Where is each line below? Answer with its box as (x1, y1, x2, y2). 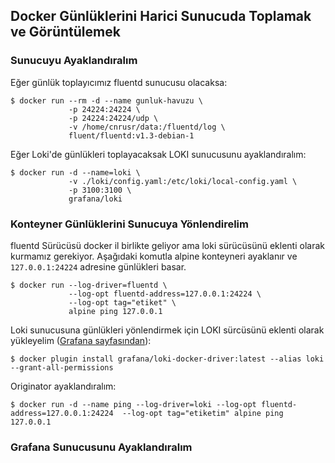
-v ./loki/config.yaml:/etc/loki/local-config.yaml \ (68, 176, 298, 186)
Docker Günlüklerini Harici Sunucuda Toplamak (10, 8, 312, 25)
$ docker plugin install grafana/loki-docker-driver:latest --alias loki (10, 354, 325, 364)
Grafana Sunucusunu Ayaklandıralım (10, 440, 193, 454)
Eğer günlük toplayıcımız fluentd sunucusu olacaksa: (10, 76, 228, 88)
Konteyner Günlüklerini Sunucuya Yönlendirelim (10, 217, 249, 231)
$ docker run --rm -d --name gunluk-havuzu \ (10, 95, 203, 106)
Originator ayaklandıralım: (10, 380, 117, 392)
